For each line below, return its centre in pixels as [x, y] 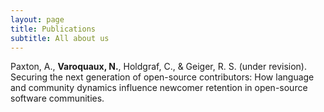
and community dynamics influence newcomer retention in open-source [159, 88]
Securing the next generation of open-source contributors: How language [162, 77]
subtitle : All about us [60, 38]
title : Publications [53, 29]
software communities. [57, 98]
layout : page [37, 19]
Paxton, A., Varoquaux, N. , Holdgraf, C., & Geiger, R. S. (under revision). [159, 67]
